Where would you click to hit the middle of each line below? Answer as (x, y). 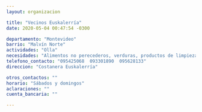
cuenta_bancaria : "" (32, 94)
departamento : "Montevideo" (41, 39)
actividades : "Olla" (32, 50)
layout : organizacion (33, 12)
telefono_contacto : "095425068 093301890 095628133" (76, 61)
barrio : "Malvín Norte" (36, 45)
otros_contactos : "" (32, 78)
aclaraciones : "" (28, 89)
